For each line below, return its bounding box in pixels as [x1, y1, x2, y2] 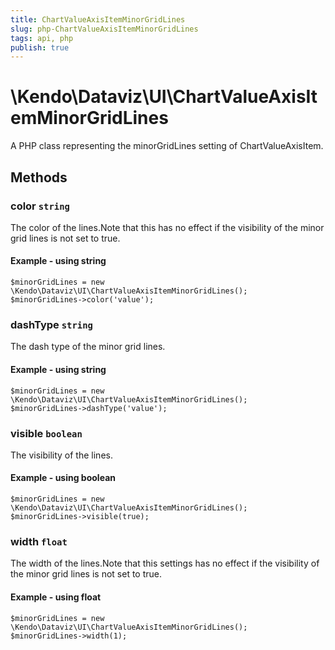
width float [10, 535, 68, 548]
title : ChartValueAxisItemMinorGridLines [10, 14, 186, 25]
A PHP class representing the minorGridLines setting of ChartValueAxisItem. [10, 140, 324, 152]
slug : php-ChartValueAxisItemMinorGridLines [10, 24, 199, 34]
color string [10, 199, 70, 213]
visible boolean [10, 426, 83, 440]
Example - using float [10, 591, 102, 603]
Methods [10, 169, 68, 186]
